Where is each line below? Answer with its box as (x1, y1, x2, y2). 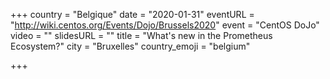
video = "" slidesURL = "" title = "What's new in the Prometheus (10, 30, 273, 41)
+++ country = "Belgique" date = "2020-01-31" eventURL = (10, 9, 255, 20)
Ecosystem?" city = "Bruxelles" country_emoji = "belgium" (10, 40, 251, 52)
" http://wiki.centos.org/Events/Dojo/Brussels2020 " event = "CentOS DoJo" (10, 19, 320, 31)
